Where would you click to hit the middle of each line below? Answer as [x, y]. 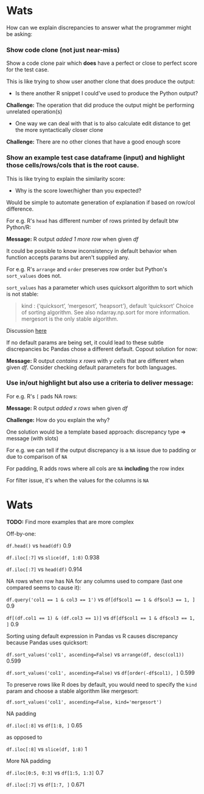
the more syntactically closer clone [59, 130]
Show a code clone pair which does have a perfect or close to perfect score [102, 63]
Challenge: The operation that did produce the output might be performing [100, 105]
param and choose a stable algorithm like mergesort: [72, 691]
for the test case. [28, 70]
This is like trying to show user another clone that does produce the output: [101, 82]
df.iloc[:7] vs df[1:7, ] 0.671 [45, 784]
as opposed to [24, 737]
